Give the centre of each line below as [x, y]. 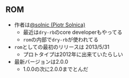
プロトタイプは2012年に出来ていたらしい [73, 54]
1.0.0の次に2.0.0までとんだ [56, 69]
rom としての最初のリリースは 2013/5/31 [62, 47]
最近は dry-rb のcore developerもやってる [72, 32]
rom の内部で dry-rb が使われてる [61, 39]
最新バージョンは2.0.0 [41, 61]
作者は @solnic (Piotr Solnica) [50, 25]
